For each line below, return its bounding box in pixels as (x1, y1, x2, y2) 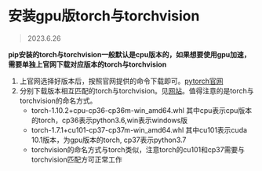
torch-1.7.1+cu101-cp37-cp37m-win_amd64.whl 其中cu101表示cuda (31, 125, 248, 134)
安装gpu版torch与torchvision (8, 7, 200, 25)
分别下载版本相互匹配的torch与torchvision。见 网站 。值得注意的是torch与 (19, 85, 254, 95)
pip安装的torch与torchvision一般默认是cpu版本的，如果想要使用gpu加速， (8, 49, 251, 59)
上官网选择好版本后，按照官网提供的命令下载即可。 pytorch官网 (19, 76, 224, 85)
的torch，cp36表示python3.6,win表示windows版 (31, 115, 188, 125)
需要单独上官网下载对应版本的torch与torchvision (8, 60, 167, 69)
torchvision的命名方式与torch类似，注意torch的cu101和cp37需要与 (31, 144, 246, 154)
